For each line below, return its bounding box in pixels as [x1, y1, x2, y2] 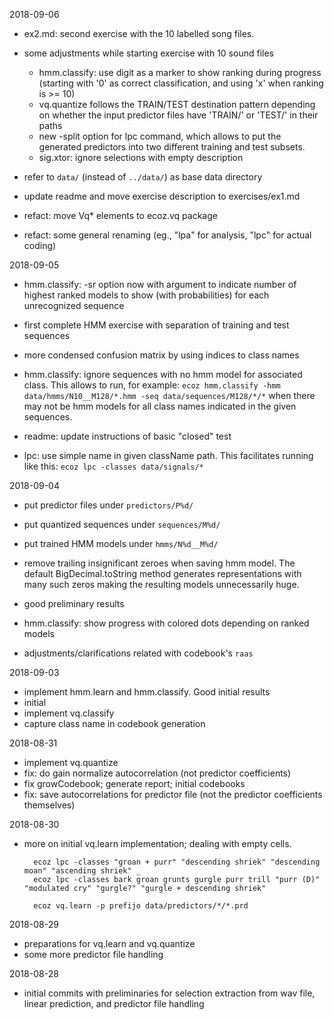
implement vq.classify [23, 707, 115, 719]
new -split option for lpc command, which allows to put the [38, 130, 282, 142]
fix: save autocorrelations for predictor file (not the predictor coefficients [23, 789, 323, 800]
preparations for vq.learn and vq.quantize [23, 938, 196, 949]
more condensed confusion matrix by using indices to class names [23, 349, 300, 361]
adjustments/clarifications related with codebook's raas [23, 647, 254, 659]
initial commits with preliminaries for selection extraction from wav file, [23, 987, 316, 999]
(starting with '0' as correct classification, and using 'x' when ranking [38, 77, 324, 89]
